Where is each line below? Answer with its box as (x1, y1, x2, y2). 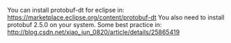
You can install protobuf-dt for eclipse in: (7, 6, 125, 14)
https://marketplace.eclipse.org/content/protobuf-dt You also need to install (7, 13, 225, 21)
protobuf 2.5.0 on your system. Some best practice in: (7, 21, 162, 28)
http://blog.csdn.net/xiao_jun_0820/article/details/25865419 (7, 28, 180, 36)
